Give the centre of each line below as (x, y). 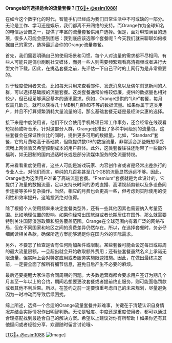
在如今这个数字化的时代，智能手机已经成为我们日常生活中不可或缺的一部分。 (86, 19)
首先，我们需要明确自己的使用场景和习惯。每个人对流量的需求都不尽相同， (84, 55)
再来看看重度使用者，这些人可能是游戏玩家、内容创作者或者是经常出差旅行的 (86, 165)
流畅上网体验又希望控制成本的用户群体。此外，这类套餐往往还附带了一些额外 (86, 148)
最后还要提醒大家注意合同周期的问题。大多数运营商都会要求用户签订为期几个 (86, 275)
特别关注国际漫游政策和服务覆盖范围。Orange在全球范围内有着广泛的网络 (83, 221)
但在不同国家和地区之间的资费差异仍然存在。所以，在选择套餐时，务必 (88, 227)
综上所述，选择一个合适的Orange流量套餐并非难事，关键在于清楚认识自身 (83, 305)
